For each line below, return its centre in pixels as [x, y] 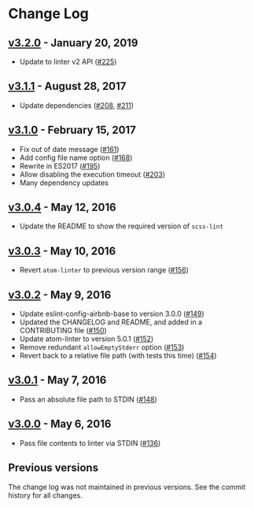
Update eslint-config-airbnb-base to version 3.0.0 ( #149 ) [112, 314]
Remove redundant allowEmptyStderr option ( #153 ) [102, 347]
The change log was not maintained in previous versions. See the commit [127, 487]
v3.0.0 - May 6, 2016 [60, 424]
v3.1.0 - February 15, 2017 [72, 130]
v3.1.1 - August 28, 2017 [67, 86]
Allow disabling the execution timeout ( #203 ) [92, 174]
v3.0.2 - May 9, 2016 [60, 295]
